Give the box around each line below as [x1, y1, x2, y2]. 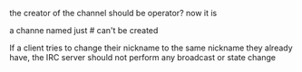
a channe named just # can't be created [9, 25, 159, 35]
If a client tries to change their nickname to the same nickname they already [9, 42, 293, 53]
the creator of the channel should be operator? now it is [9, 8, 218, 18]
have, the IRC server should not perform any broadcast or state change [9, 52, 277, 62]
